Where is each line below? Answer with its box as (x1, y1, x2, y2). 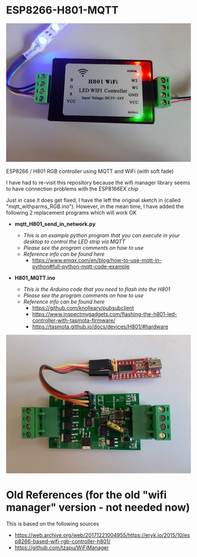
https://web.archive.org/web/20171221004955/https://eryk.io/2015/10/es (14, 531, 191, 538)
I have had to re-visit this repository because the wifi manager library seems (6, 179, 191, 186)
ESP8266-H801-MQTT (6, 4, 119, 17)
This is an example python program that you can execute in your (23, 232, 180, 239)
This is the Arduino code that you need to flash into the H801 (23, 286, 171, 293)
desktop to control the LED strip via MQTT (23, 238, 125, 245)
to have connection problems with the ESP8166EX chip (6, 185, 139, 192)
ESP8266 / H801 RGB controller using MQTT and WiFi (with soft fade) (6, 168, 174, 175)
